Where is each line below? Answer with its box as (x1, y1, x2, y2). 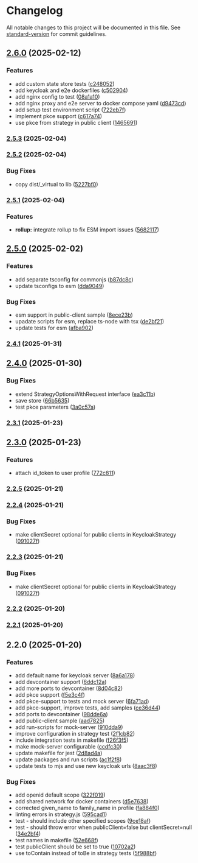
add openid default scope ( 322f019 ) (15, 791, 106, 798)
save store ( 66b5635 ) (15, 396, 70, 404)
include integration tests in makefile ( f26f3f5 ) (15, 736, 129, 744)
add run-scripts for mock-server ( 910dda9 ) (15, 724, 123, 731)
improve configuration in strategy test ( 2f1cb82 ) (15, 730, 135, 738)
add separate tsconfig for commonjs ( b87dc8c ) (15, 275, 134, 283)
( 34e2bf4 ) (15, 830, 41, 837)
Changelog (6, 4, 63, 18)
